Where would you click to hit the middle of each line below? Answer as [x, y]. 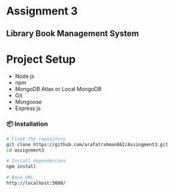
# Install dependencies [36, 161]
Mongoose [28, 101]
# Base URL [20, 178]
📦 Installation [27, 124]
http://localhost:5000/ [36, 183]
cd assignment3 [25, 150]
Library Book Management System [73, 34]
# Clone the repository [36, 139]
